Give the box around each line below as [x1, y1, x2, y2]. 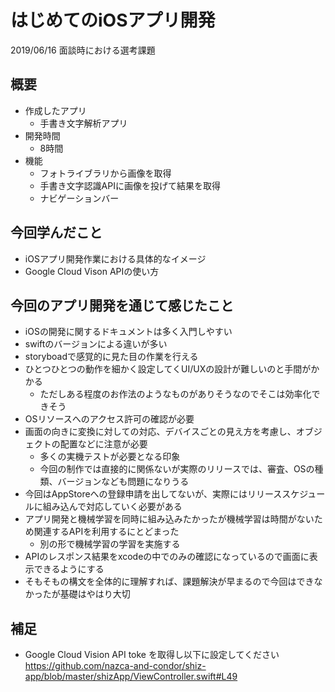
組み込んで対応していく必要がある [42, 501, 183, 513]
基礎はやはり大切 [59, 588, 131, 600]
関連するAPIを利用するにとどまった [33, 526, 180, 538]
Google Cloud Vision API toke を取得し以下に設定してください [24, 649, 280, 661]
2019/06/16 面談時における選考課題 [10, 44, 156, 56]
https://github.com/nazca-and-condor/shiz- [24, 660, 207, 672]
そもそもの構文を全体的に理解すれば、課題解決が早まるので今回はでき [24, 576, 315, 588]
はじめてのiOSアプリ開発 [10, 9, 216, 32]
